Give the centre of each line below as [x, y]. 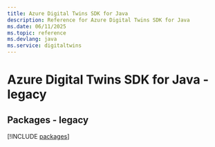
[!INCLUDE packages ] [38, 136]
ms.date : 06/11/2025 [37, 26]
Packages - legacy [48, 120]
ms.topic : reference [37, 33]
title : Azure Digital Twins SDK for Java [68, 13]
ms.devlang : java [32, 39]
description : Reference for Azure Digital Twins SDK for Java [99, 20]
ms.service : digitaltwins [44, 46]
